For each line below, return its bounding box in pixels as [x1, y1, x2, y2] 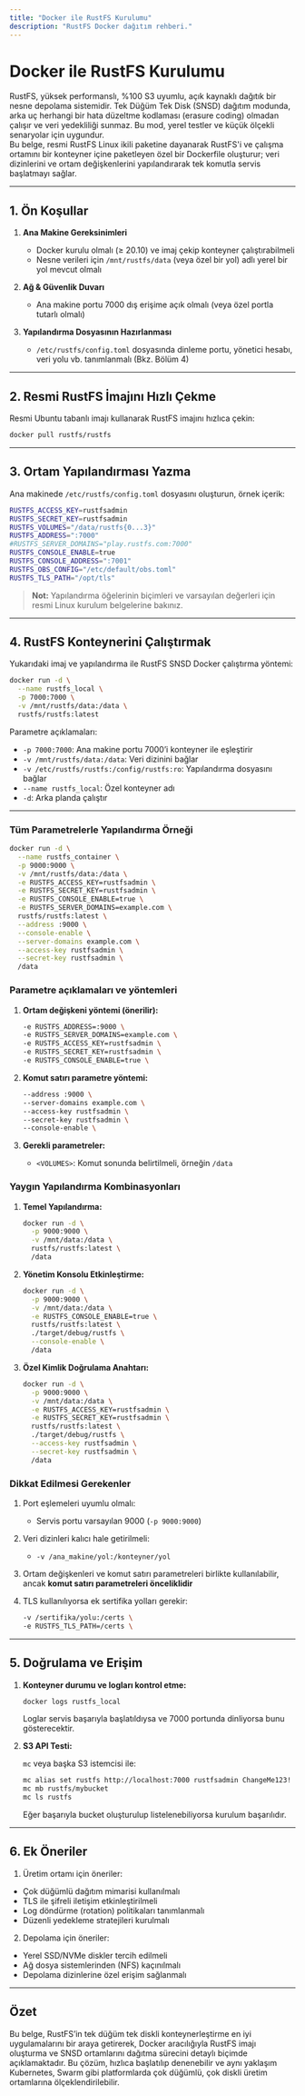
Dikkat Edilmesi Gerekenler [9, 1477, 132, 1490]
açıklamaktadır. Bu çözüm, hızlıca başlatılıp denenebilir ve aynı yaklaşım [9, 2057, 278, 2068]
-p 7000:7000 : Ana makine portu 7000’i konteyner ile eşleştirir [22, 744, 253, 754]
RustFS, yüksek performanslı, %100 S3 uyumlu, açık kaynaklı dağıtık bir [9, 91, 277, 102]
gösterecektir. [22, 1723, 75, 1734]
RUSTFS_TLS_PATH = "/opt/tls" [9, 574, 116, 583]
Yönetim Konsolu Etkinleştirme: [22, 1269, 145, 1280]
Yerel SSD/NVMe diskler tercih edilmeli [22, 1950, 168, 1961]
